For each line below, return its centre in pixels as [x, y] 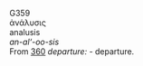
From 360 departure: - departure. [72, 52]
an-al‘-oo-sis [34, 42]
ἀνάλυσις [28, 23]
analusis [25, 32]
